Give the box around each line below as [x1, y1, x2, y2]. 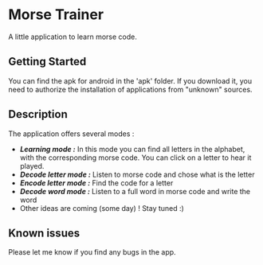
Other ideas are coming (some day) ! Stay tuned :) [19, 203, 185, 212]
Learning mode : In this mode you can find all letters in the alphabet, [19, 144, 245, 154]
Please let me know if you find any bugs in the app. [8, 247, 177, 257]
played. [19, 161, 45, 170]
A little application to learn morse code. [8, 32, 137, 41]
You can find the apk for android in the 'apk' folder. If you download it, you [8, 76, 253, 85]
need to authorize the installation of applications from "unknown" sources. [8, 84, 253, 94]
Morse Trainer [8, 6, 104, 24]
